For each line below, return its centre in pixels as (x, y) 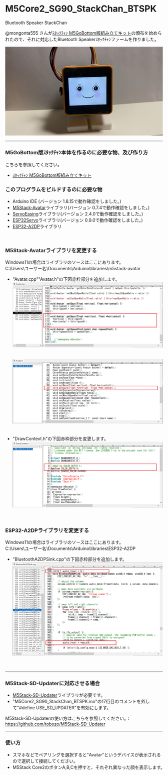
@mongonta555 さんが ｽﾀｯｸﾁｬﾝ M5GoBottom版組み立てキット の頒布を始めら (84, 33)
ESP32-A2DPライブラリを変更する (47, 530)
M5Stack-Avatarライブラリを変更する (51, 250)
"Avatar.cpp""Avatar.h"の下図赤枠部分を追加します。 (66, 279)
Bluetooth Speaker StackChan (36, 23)
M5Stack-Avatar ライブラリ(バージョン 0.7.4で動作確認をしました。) (81, 208)
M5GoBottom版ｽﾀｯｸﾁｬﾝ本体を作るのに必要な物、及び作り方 (77, 153)
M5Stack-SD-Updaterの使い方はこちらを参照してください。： (68, 718)
